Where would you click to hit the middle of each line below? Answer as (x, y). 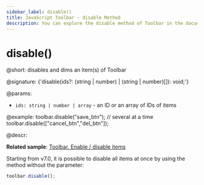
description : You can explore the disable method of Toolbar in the (95, 23)
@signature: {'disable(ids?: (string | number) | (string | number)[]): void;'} (98, 82)
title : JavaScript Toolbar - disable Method (63, 18)
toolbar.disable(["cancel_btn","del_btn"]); (58, 123)
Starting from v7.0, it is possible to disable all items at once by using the (96, 159)
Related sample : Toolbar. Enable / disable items (66, 147)
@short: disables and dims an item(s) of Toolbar (66, 70)
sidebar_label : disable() (39, 12)
